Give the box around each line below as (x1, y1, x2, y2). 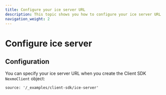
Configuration (5, 57, 50, 66)
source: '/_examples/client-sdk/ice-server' (5, 85, 99, 91)
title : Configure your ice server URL (5, 7, 85, 12)
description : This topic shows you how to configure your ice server (5, 12, 153, 17)
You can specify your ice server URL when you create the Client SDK (5, 70, 147, 77)
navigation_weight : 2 (5, 16, 50, 21)
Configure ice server (5, 38, 92, 49)
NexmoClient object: (5, 76, 45, 82)
